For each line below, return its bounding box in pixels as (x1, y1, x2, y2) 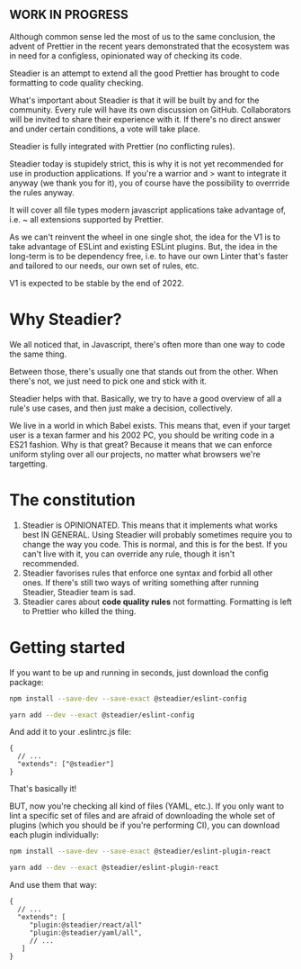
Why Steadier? (9, 310, 123, 330)
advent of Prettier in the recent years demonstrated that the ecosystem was (9, 41, 290, 51)
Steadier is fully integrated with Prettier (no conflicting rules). (9, 140, 235, 151)
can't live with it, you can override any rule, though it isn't (22, 548, 235, 559)
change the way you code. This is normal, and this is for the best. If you (22, 539, 288, 549)
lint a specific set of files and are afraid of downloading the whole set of (9, 811, 276, 821)
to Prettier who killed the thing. (22, 605, 137, 616)
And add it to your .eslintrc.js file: (9, 727, 132, 738)
